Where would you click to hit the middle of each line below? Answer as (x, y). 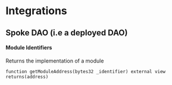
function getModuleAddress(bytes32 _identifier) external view (86, 71)
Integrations (37, 11)
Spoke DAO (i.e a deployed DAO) (67, 33)
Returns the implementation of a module (55, 61)
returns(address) (27, 77)
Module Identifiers (29, 48)
